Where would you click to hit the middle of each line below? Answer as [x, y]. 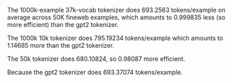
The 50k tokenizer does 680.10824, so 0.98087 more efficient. [96, 59]
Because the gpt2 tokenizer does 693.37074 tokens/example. [95, 72]
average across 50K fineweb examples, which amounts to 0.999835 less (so [116, 17]
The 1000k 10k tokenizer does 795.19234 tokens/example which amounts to [115, 38]
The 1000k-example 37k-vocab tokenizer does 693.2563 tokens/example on [116, 10]
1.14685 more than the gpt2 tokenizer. [61, 45]
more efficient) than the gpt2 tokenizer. [63, 25]
